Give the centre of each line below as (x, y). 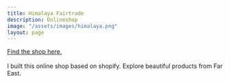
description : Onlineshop (42, 20)
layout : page (26, 32)
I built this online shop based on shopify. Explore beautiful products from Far (115, 66)
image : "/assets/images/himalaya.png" (62, 26)
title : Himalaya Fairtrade (46, 13)
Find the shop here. (35, 52)
